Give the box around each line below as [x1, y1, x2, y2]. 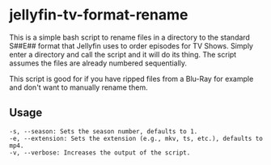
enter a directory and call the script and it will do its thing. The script [9, 49, 237, 59]
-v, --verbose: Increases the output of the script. [9, 148, 191, 157]
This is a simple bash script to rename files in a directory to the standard [9, 32, 250, 42]
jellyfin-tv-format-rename [9, 6, 188, 24]
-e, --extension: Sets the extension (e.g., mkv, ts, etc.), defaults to [9, 134, 264, 142]
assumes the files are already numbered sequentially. [9, 58, 188, 68]
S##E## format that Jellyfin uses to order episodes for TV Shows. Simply [9, 40, 254, 50]
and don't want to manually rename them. [9, 82, 148, 92]
